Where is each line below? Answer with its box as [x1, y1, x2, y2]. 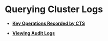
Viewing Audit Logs [12, 30, 55, 36]
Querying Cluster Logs [5, 4, 103, 15]
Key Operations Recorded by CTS [12, 20, 85, 26]
